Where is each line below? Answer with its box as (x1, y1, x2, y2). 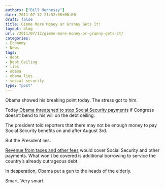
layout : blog (5, 26, 33, 31)
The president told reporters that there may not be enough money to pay (5, 122, 157, 128)
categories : (5, 36, 30, 41)
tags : (5, 50, 17, 55)
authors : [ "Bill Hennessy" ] (5, 7, 65, 13)
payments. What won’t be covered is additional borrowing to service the (5, 152, 156, 159)
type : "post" (5, 83, 33, 88)
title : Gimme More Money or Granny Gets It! (5, 21, 101, 27)
